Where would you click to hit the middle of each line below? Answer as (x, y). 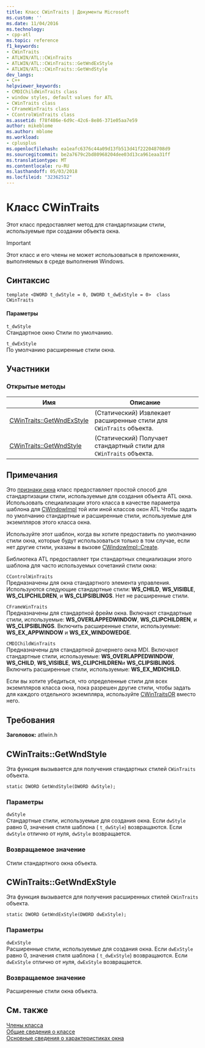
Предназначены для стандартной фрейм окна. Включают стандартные (99, 613)
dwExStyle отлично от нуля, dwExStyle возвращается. (74, 962)
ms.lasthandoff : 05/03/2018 (42, 172)
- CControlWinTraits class (41, 115)
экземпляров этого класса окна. (49, 522)
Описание (145, 402)
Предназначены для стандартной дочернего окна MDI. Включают (92, 650)
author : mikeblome (30, 126)
